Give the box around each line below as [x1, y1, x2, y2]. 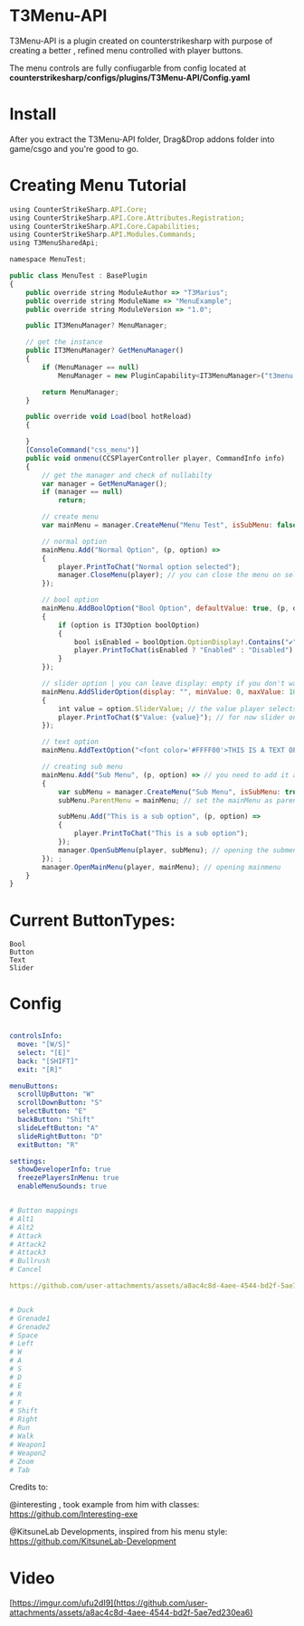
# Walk [9, 1431, 34, 1441]
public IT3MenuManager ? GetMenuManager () [25, 346, 184, 356]
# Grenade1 [9, 1314, 51, 1323]
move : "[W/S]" [17, 1040, 71, 1050]
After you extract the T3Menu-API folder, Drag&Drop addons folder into [9, 133, 275, 145]
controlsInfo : [9, 1032, 63, 1041]
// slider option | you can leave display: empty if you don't [42, 680, 285, 689]
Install [9, 104, 57, 125]
